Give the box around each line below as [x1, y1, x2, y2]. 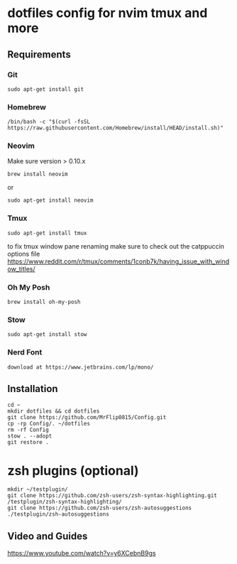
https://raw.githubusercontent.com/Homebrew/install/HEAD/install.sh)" [7, 124, 224, 132]
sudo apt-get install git [7, 85, 84, 93]
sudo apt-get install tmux [7, 229, 87, 237]
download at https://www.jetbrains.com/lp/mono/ [7, 364, 154, 371]
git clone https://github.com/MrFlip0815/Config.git [7, 414, 167, 421]
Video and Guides [7, 530, 88, 542]
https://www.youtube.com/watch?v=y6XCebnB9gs [7, 549, 156, 558]
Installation [7, 383, 58, 395]
